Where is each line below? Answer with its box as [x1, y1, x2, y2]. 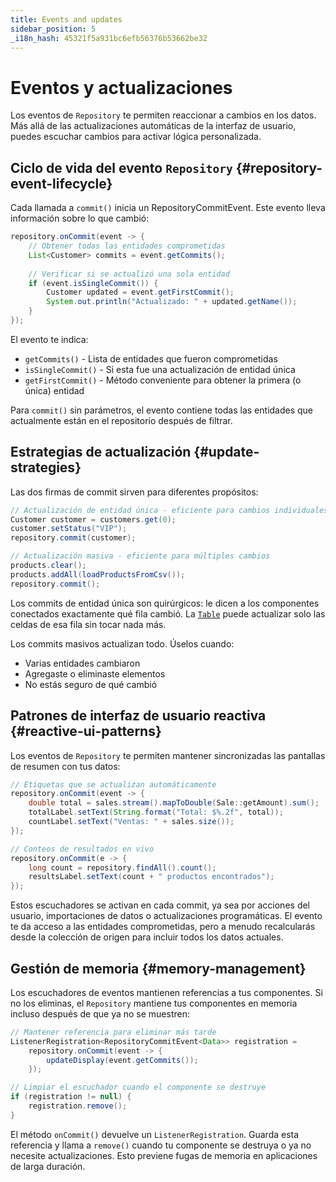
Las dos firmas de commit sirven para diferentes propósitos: [10, 486, 259, 498]
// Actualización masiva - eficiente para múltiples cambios [10, 551, 271, 561]
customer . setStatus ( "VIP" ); [10, 524, 128, 534]
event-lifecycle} [10, 175, 113, 192]
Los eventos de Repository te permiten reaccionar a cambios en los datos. [10, 109, 317, 121]
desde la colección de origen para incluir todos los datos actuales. [10, 931, 284, 943]
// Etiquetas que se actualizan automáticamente [10, 779, 217, 790]
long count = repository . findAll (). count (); [28, 862, 217, 873]
